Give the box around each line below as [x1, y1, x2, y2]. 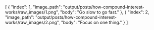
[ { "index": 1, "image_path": [5, 4, 62, 10]
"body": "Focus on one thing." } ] [61, 19, 128, 25]
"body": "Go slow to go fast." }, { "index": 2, [60, 9, 150, 15]
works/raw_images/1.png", [5, 9, 59, 15]
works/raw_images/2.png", [5, 19, 60, 25]
